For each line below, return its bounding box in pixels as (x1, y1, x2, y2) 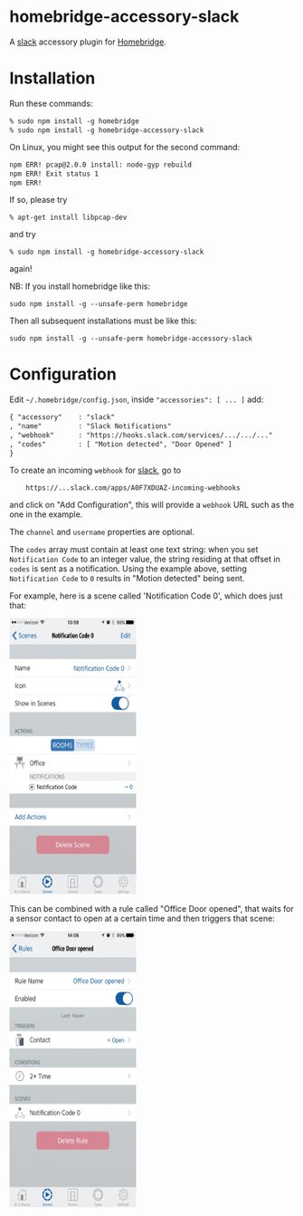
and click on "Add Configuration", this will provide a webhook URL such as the (9, 499, 295, 510)
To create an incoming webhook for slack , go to (9, 464, 182, 475)
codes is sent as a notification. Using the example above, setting (9, 563, 247, 574)
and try (9, 228, 36, 239)
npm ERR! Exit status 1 (9, 169, 99, 178)
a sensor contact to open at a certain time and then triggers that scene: (9, 913, 276, 924)
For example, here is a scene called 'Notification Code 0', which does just (9, 590, 283, 601)
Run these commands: (9, 98, 93, 109)
